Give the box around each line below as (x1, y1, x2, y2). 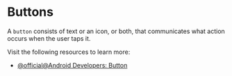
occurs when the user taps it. (7, 34, 91, 42)
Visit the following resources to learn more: (7, 48, 131, 56)
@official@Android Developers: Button (17, 61, 128, 69)
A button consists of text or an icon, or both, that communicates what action (7, 27, 226, 35)
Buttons (7, 4, 54, 20)
